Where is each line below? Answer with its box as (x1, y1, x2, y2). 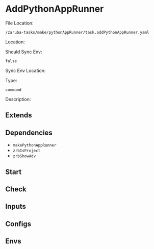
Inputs (5, 202, 27, 211)
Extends (5, 111, 32, 120)
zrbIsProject (12, 148, 41, 154)
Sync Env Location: (5, 67, 46, 73)
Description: (5, 96, 31, 102)
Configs (5, 219, 32, 228)
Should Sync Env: (5, 48, 42, 55)
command (5, 87, 22, 92)
